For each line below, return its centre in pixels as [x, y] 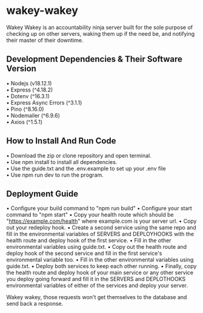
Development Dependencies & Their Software [95, 59]
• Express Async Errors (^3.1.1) [44, 102]
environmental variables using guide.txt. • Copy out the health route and [96, 247]
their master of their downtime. [45, 40]
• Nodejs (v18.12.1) [29, 83]
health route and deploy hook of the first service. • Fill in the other [89, 240]
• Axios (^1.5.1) [25, 122]
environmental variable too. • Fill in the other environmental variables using [100, 260]
